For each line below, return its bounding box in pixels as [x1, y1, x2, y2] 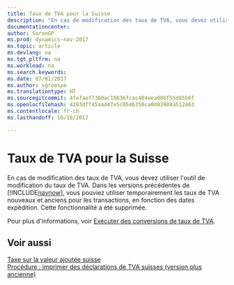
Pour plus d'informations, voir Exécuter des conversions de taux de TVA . [7, 217, 216, 225]
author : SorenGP [7, 29, 54, 37]
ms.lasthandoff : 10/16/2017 [7, 114, 89, 121]
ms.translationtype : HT [7, 88, 77, 95]
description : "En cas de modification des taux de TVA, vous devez [7, 17, 208, 24]
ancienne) [7, 270, 36, 279]
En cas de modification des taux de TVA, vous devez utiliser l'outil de [7, 173, 205, 182]
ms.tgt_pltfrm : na [7, 56, 61, 63]
